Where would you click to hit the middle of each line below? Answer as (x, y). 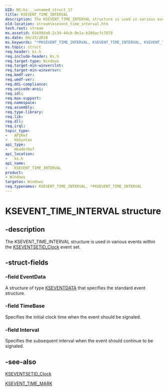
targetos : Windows (24, 182)
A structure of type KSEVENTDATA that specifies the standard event (75, 287)
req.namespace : (21, 103)
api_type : (15, 145)
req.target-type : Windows (32, 61)
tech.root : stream (24, 28)
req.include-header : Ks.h (32, 56)
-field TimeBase (25, 306)
